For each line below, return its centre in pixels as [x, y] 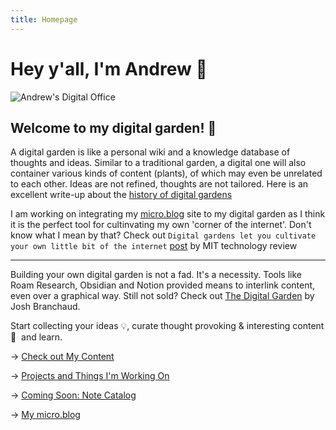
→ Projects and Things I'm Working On [90, 376]
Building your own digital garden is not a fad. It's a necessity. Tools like [156, 275]
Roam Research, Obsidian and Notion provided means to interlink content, [163, 285]
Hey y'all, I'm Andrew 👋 [109, 68]
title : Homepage [44, 19]
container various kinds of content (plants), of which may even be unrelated [166, 173]
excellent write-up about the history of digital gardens [121, 195]
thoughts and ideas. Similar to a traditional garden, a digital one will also [158, 163]
